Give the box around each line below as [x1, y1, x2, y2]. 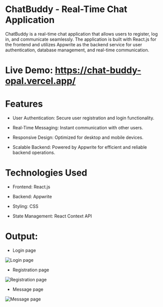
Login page [12, 247, 36, 253]
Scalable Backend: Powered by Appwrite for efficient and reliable [12, 144, 147, 150]
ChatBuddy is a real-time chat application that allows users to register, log [5, 31, 158, 37]
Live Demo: [5, 64, 53, 76]
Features [5, 98, 43, 110]
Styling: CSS [12, 203, 39, 209]
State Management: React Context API [12, 213, 92, 219]
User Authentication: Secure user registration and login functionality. [12, 115, 154, 121]
